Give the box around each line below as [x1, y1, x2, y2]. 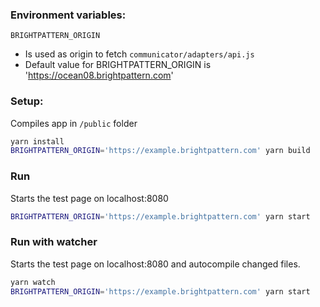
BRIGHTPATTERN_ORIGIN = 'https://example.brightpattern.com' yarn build [10, 146, 311, 156]
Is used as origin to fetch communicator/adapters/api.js [24, 48, 255, 60]
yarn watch [10, 277, 56, 287]
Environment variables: [10, 8, 127, 22]
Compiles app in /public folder [10, 117, 138, 129]
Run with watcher [10, 235, 98, 249]
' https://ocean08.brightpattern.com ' [24, 69, 174, 82]
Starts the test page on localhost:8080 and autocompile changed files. [10, 258, 301, 270]
